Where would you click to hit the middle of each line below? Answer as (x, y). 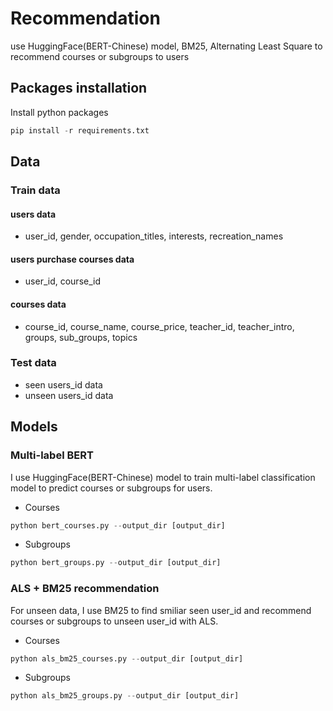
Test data (33, 363)
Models (34, 427)
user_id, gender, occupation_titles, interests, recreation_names (154, 236)
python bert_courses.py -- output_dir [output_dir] (118, 525)
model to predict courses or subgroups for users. (111, 488)
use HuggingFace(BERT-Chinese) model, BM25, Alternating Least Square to (166, 46)
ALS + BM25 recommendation (85, 589)
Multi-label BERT (52, 455)
